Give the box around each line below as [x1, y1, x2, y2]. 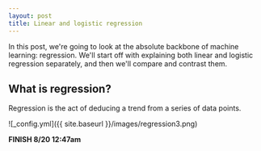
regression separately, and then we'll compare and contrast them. [8, 58, 228, 69]
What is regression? [8, 82, 112, 95]
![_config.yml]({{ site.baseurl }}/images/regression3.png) [8, 119, 198, 129]
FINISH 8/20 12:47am [8, 135, 82, 145]
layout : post [8, 11, 53, 20]
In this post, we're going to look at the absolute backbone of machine [8, 41, 239, 51]
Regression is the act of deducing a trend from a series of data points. [8, 103, 242, 113]
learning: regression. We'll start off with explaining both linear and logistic [8, 50, 254, 60]
